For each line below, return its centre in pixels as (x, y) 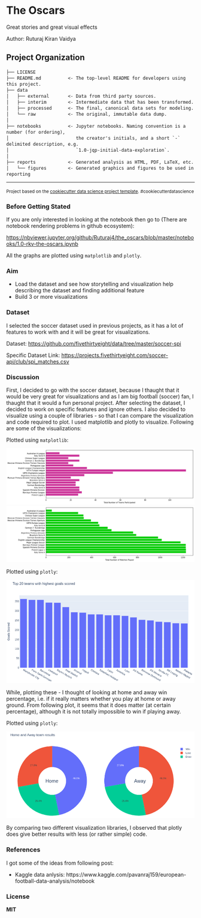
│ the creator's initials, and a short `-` (93, 138)
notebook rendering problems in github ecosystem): (70, 226)
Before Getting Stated (38, 206)
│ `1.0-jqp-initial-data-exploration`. (88, 150)
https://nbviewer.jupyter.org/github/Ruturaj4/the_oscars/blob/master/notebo (100, 238)
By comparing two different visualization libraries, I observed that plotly (94, 828)
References (23, 850)
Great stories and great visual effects (52, 27)
